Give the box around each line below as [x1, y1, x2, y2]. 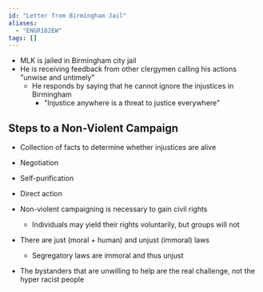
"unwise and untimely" [19, 73, 95, 82]
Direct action [19, 189, 62, 199]
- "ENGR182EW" [15, 26, 62, 34]
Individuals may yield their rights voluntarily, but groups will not [31, 220, 240, 230]
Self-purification [19, 173, 74, 183]
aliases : [8, 19, 38, 27]
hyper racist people [19, 274, 85, 284]
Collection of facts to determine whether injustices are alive [19, 143, 217, 152]
